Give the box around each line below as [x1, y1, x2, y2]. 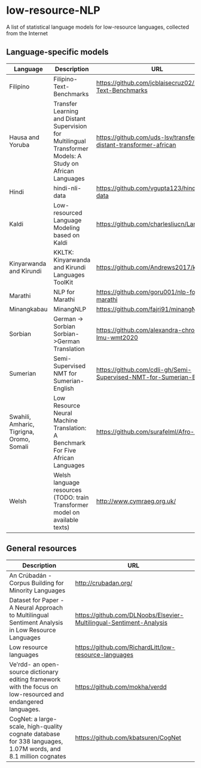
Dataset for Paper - [9, 596, 65, 604]
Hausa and [9, 133, 40, 141]
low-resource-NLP [6, 4, 100, 17]
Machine [53, 416, 78, 424]
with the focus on [9, 683, 58, 691]
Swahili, [9, 412, 31, 421]
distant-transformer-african [96, 140, 176, 149]
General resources [6, 543, 77, 553]
